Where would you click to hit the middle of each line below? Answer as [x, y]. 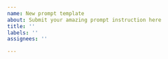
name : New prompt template [46, 13]
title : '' [21, 26]
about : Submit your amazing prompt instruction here [84, 20]
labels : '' [23, 33]
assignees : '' [28, 39]
